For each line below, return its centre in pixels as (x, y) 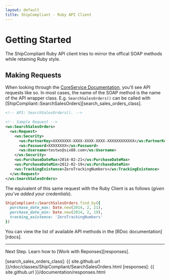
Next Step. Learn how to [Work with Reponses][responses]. (67, 251)
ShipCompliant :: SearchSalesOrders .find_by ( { (53, 203)
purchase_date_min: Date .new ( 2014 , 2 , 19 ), (56, 213)
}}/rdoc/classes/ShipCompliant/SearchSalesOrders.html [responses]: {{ (80, 266)
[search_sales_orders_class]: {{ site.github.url (53, 261)
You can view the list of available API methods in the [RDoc (67, 231)
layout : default (22, 10)
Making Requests (33, 75)
